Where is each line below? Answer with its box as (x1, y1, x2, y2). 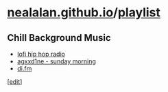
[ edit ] (7, 78, 23, 86)
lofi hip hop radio (16, 50, 65, 58)
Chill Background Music (7, 32, 111, 44)
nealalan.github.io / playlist (7, 5, 161, 20)
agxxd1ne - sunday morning (16, 57, 96, 65)
